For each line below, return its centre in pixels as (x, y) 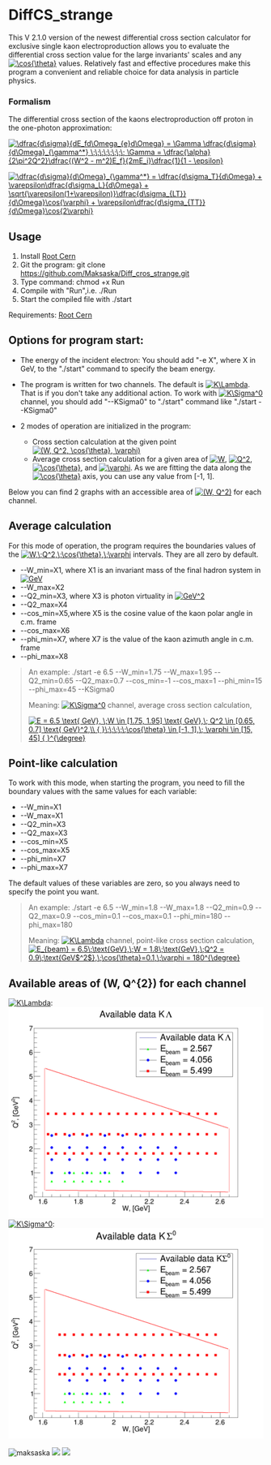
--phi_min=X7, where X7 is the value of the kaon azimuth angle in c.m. (137, 639)
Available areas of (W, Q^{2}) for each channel (127, 983)
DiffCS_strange (61, 15)
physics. (22, 80)
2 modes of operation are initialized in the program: (106, 426)
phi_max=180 (50, 925)
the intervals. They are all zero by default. (133, 554)
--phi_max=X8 (44, 656)
